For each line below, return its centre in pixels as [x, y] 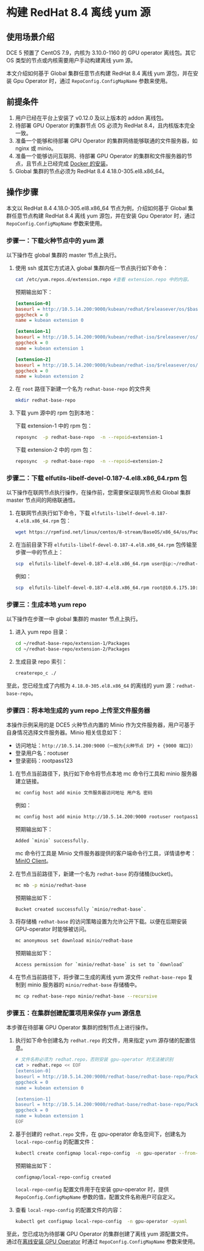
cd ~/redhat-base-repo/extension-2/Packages [72, 649]
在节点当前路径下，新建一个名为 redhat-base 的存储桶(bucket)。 [96, 874]
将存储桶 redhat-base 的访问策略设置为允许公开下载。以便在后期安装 [101, 922]
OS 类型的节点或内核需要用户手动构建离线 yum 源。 [71, 60]
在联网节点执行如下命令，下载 [52, 513]
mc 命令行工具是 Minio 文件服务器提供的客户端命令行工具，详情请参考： [105, 853]
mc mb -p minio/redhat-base [51, 885]
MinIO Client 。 [33, 861]
